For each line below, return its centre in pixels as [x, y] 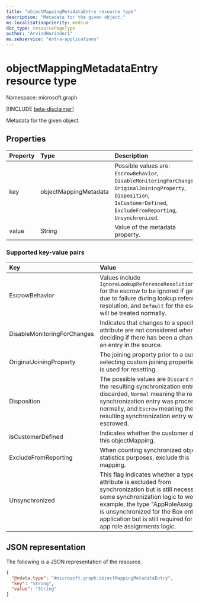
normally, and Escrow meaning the [147, 409]
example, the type [125, 504]
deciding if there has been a [139, 338]
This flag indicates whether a [140, 474]
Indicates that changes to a [137, 323]
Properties [26, 139]
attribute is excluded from [136, 482]
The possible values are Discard [144, 379]
